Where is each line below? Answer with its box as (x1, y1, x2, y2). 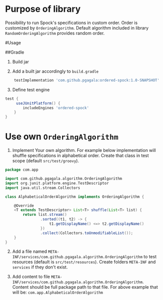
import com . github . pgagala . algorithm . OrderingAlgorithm (5, 176, 122, 181)
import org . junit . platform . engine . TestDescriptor (5, 180, 109, 185)
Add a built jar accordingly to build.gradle (12, 68, 99, 74)
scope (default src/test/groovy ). (12, 158, 79, 164)
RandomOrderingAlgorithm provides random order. (5, 30, 105, 36)
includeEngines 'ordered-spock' (23, 105, 90, 110)
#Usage (5, 39, 21, 45)
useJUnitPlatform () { (16, 101, 61, 106)
